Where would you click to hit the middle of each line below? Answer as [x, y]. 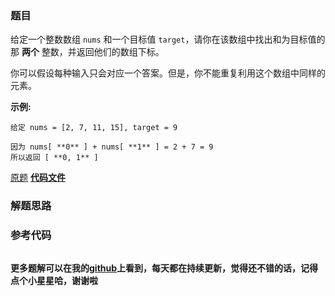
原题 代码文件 [38, 178]
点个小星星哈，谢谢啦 [54, 280]
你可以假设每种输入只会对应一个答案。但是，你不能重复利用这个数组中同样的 [168, 73]
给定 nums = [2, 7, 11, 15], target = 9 [94, 128]
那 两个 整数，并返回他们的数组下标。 [87, 52]
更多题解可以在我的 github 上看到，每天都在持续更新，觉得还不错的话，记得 [164, 268]
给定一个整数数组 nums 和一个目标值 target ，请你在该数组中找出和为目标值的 [168, 39]
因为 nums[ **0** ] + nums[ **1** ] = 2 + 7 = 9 [112, 147]
